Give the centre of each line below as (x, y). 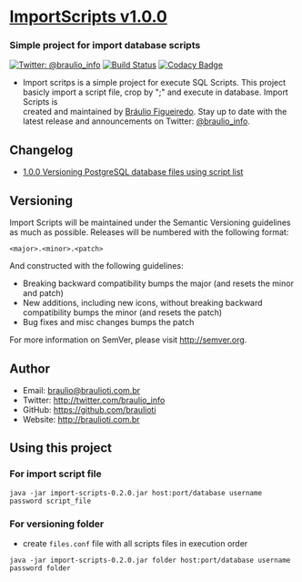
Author (30, 368)
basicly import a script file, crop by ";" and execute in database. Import (155, 92)
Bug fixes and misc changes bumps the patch (108, 322)
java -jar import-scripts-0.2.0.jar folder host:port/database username (150, 560)
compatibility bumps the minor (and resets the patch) (122, 312)
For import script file (55, 474)
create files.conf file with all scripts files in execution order (135, 543)
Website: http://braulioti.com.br (81, 419)
